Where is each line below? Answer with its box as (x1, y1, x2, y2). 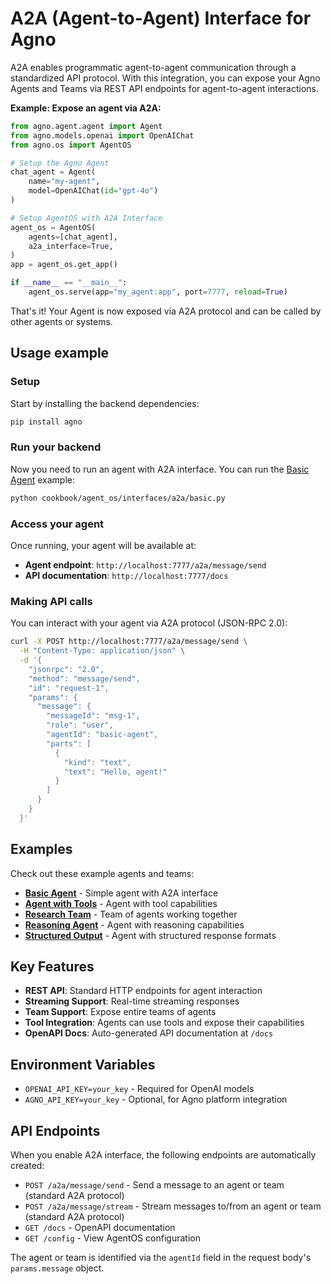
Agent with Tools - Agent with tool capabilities (24, 897, 218, 909)
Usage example (10, 345, 110, 362)
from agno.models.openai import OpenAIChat (10, 130, 195, 141)
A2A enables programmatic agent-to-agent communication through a (10, 61, 297, 73)
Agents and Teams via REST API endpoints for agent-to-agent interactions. (10, 82, 319, 94)
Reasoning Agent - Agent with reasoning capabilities (24, 918, 245, 931)
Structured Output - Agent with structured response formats (24, 929, 277, 941)
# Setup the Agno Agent (10, 158, 110, 168)
